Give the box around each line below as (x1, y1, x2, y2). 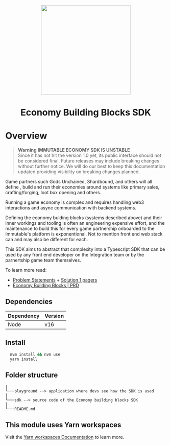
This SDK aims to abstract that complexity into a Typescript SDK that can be (5, 246, 165, 252)
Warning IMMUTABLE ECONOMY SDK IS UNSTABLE (17, 147, 130, 153)
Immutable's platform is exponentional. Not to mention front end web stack (5, 231, 163, 237)
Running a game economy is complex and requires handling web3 (5, 199, 144, 205)
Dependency (8, 312, 40, 319)
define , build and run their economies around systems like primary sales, (5, 184, 160, 190)
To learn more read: (5, 267, 47, 273)
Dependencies (5, 297, 53, 306)
